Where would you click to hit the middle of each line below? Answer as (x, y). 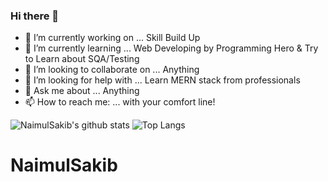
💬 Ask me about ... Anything (82, 91)
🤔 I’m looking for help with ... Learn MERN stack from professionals (162, 80)
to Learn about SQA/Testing (82, 59)
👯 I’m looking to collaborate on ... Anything (112, 70)
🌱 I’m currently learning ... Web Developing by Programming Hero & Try (171, 48)
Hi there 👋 (35, 16)
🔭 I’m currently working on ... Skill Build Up (112, 38)
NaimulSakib (64, 165)
